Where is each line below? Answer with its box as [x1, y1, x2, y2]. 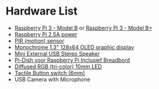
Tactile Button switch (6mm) [14, 69, 86, 76]
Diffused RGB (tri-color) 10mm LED [14, 62, 102, 70]
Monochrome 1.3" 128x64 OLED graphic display [14, 44, 135, 51]
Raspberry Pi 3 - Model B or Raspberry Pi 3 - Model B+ [14, 24, 153, 31]
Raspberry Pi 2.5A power [14, 30, 77, 38]
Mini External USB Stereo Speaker [14, 50, 100, 57]
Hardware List [5, 4, 78, 18]
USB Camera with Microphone [14, 76, 90, 83]
